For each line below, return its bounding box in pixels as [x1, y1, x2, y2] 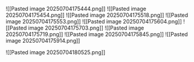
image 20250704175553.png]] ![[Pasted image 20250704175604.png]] [5, 18, 182, 25]
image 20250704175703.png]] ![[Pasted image [28, 24, 144, 31]
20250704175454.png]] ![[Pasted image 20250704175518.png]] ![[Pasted [5, 11, 189, 19]
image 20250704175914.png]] [5, 37, 80, 44]
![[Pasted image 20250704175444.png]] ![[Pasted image [5, 5, 146, 12]
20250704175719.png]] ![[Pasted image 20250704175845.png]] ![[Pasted [5, 31, 188, 38]
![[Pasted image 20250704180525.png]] [5, 49, 106, 56]
